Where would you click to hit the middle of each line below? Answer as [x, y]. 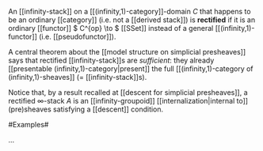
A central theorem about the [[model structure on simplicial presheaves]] [127, 52]
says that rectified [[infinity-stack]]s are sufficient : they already [111, 60]
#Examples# [29, 125]
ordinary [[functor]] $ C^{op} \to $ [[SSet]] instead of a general [111, 28]
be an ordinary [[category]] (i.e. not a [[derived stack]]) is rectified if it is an [132, 20]
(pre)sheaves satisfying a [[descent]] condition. [86, 109]
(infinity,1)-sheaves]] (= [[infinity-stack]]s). [78, 77]
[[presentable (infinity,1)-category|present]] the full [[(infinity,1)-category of [131, 69]
